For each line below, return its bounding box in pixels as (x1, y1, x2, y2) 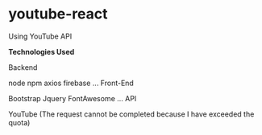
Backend (8, 62, 38, 72)
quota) (8, 117, 31, 127)
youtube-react (8, 5, 108, 23)
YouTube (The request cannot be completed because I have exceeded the (8, 109, 255, 119)
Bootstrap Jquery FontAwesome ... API (8, 93, 137, 103)
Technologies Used (8, 47, 75, 56)
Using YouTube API (8, 31, 73, 41)
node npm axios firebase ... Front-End (8, 78, 135, 88)
